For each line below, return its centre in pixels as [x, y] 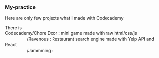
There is [14, 28]
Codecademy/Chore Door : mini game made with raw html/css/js [71, 33]
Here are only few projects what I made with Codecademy [64, 18]
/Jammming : [40, 51]
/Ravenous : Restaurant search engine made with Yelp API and [90, 39]
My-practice [20, 7]
